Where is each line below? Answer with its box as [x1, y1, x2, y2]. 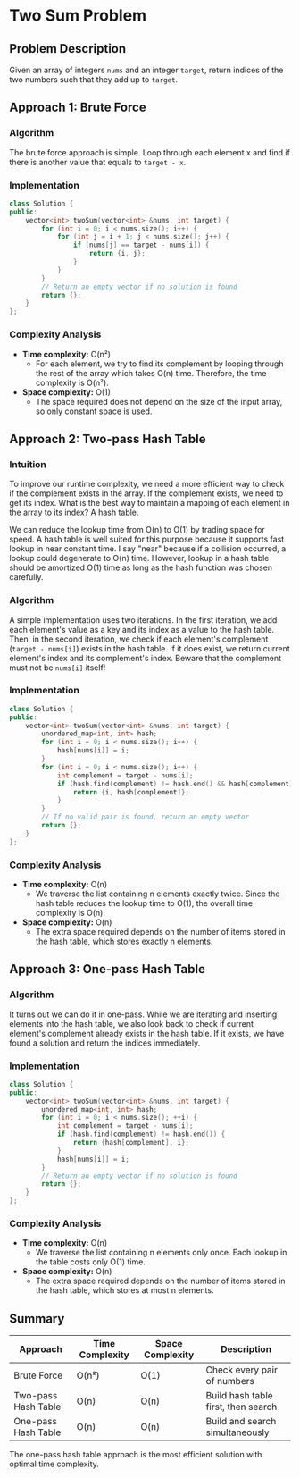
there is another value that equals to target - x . [9, 156, 187, 167]
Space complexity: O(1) [21, 386, 112, 398]
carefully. [9, 572, 44, 583]
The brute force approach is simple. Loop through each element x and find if [9, 147, 290, 157]
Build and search [205, 1415, 277, 1428]
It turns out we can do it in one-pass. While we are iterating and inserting [9, 1009, 278, 1020]
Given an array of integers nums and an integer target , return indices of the [9, 64, 284, 75]
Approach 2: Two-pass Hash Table [9, 431, 206, 447]
